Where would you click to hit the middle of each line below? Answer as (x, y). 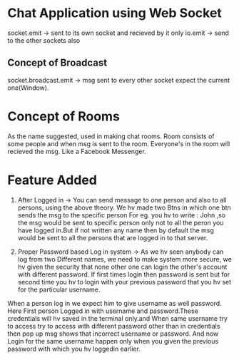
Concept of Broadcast (57, 63)
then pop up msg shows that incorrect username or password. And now (113, 334)
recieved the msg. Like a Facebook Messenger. (77, 151)
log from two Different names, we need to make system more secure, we (124, 259)
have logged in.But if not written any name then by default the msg (116, 230)
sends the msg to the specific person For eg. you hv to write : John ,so (122, 215)
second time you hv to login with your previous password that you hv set (124, 282)
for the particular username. (59, 289)
